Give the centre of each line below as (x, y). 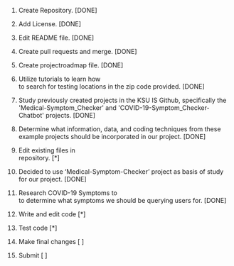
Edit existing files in (47, 150)
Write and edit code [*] (52, 214)
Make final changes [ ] (51, 242)
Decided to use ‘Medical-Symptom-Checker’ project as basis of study (121, 172)
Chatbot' (31, 115)
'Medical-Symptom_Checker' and (67, 108)
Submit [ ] (33, 255)
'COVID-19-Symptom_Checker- (164, 108)
